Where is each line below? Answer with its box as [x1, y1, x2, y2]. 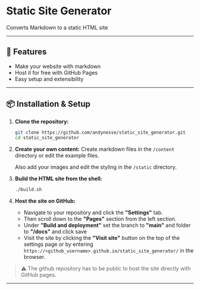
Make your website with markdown [14, 63, 101, 70]
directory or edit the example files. [14, 152, 99, 159]
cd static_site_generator [14, 135, 79, 141]
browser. [23, 254, 46, 261]
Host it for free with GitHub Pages [14, 69, 98, 76]
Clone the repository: [14, 118, 69, 125]
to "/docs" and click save [23, 228, 87, 235]
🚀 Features [6, 47, 47, 57]
